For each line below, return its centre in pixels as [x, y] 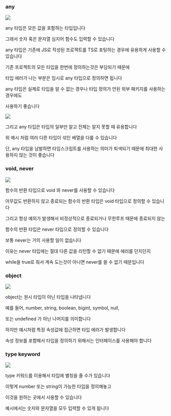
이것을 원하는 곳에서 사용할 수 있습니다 [44, 398]
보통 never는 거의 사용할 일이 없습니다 [44, 240]
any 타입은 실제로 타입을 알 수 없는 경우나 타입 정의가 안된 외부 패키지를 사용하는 [85, 89]
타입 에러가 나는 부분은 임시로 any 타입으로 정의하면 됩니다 [64, 78]
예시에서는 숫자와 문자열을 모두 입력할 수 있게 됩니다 [57, 408]
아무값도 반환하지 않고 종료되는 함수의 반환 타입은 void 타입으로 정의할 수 [78, 201]
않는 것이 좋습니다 [37, 155]
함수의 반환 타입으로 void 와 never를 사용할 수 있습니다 [60, 190]
